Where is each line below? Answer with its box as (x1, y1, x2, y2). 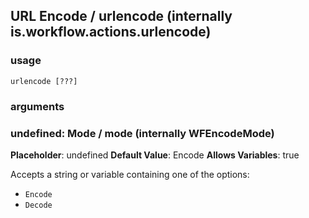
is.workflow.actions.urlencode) (10, 24, 212, 41)
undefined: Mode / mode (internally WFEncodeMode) (10, 126, 275, 140)
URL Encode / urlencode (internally (10, 8, 233, 25)
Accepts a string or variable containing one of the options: (10, 168, 250, 180)
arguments (10, 99, 65, 113)
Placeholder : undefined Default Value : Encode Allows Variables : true (10, 149, 300, 161)
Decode (24, 200, 53, 210)
